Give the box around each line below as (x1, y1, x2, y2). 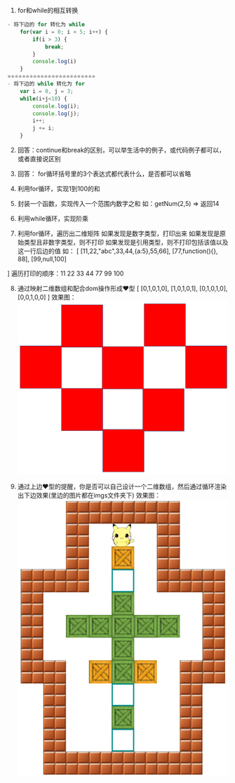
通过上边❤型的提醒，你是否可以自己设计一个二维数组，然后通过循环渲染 (17, 482, 227, 491)
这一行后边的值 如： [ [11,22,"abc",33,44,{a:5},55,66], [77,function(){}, (17, 247, 219, 255)
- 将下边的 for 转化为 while (7, 21, 86, 28)
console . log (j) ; (32, 110, 80, 117)
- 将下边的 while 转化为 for (7, 80, 86, 87)
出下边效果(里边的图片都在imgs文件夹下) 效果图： (17, 491, 161, 500)
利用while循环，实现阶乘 (17, 214, 89, 223)
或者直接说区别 (17, 155, 61, 163)
